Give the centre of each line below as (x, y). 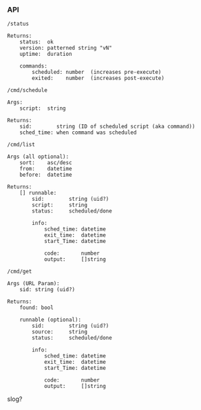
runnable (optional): (50, 320)
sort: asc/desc (46, 163)
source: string (60, 332)
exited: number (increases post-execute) (98, 78)
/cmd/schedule (28, 90)
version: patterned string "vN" (66, 48)
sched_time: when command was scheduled (78, 133)
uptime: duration (46, 54)
